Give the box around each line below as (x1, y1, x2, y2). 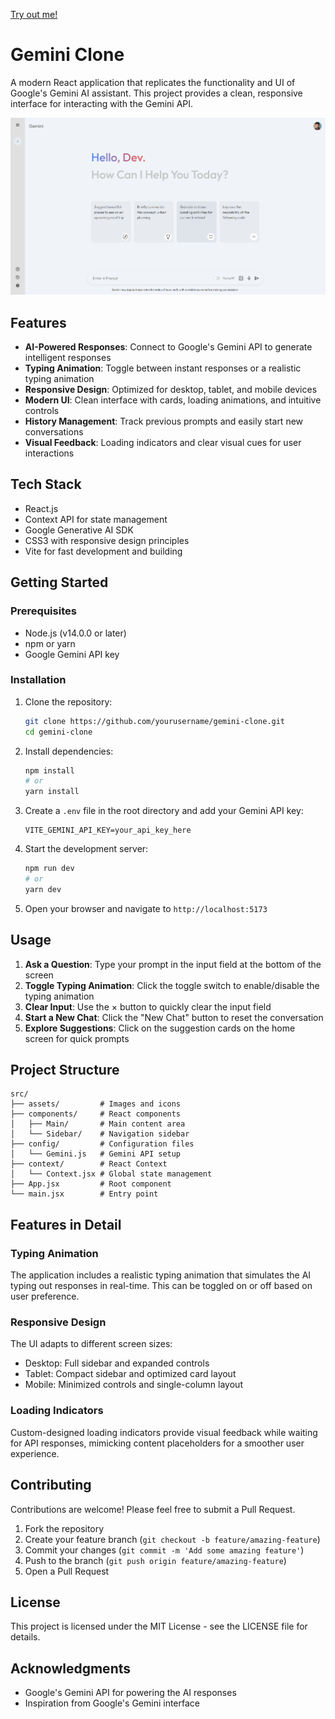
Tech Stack (10, 476, 82, 493)
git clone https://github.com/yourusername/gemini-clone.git (24, 716, 286, 726)
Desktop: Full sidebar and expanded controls (24, 1357, 210, 1369)
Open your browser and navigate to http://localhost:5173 (24, 902, 268, 914)
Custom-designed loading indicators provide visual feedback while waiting (10, 1426, 318, 1438)
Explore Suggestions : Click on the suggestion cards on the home (24, 1022, 296, 1034)
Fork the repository (24, 1522, 105, 1534)
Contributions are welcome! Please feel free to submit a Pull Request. (10, 1503, 296, 1515)
